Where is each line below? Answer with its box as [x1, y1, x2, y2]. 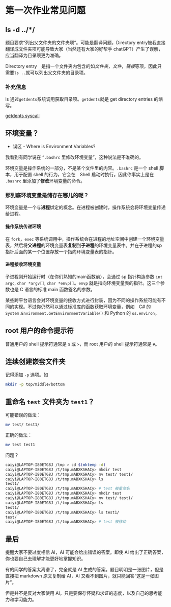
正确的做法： [5, 432, 32, 438]
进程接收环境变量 [5, 261, 41, 267]
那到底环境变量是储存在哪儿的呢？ [5, 192, 89, 199]
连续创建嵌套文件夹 [5, 357, 66, 366]
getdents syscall [5, 113, 40, 119]
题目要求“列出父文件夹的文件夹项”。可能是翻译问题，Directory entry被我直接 [5, 39, 166, 45]
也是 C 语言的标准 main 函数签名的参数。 [9, 286, 95, 292]
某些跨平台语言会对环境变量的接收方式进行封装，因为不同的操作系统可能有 [5, 297, 161, 303]
